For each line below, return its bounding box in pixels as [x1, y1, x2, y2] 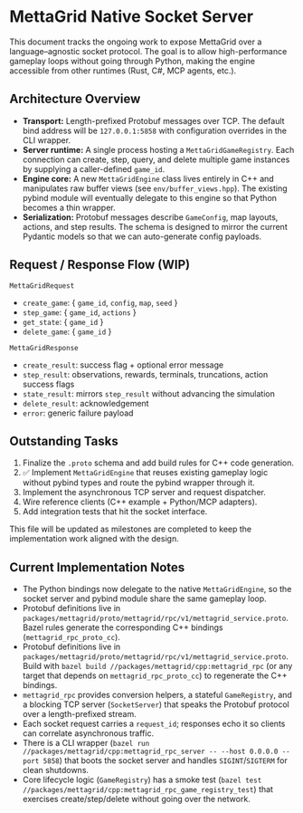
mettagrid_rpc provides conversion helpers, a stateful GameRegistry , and [22, 690, 292, 701]
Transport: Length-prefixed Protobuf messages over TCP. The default [22, 115, 285, 126]
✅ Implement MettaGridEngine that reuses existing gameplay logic [22, 467, 269, 478]
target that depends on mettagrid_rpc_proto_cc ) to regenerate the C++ [22, 670, 288, 681]
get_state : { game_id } [22, 316, 104, 327]
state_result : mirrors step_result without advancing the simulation [22, 387, 276, 399]
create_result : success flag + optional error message [22, 359, 224, 370]
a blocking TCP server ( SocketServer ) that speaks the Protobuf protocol [22, 699, 289, 710]
